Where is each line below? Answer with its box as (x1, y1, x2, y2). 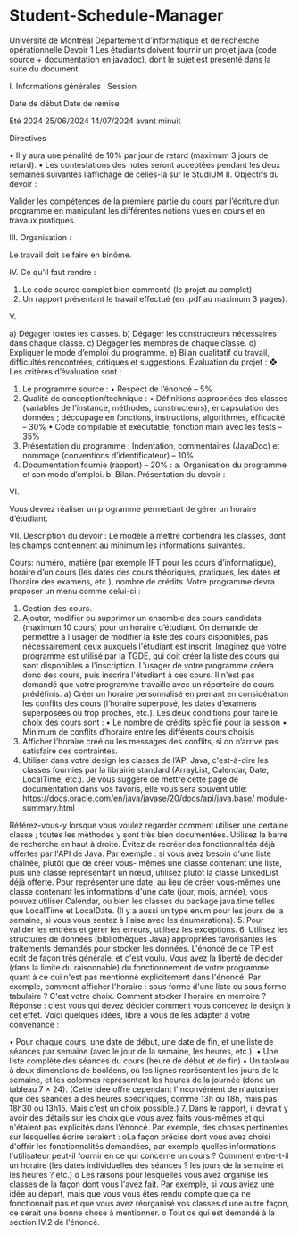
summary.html (21, 802, 76, 813)
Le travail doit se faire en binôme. (9, 249, 132, 260)
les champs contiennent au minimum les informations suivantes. (9, 540, 245, 550)
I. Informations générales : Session (9, 80, 137, 91)
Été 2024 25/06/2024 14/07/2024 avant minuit (9, 115, 181, 126)
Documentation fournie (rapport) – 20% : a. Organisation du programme (21, 459, 287, 470)
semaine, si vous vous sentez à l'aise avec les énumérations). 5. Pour (9, 914, 264, 925)
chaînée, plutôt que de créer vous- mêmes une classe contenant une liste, (9, 857, 283, 868)
